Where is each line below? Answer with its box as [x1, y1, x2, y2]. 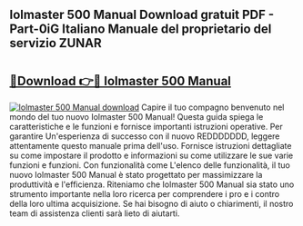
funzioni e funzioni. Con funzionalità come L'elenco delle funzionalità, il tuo [9, 160, 291, 171]
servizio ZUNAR [9, 35, 102, 51]
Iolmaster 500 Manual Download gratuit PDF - [9, 7, 275, 23]
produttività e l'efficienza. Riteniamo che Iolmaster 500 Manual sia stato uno [9, 179, 295, 190]
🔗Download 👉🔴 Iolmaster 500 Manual [9, 73, 232, 89]
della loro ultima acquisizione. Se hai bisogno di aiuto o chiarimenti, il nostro [9, 199, 294, 209]
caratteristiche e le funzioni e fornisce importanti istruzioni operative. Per [9, 122, 284, 132]
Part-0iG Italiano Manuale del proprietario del [9, 22, 272, 37]
